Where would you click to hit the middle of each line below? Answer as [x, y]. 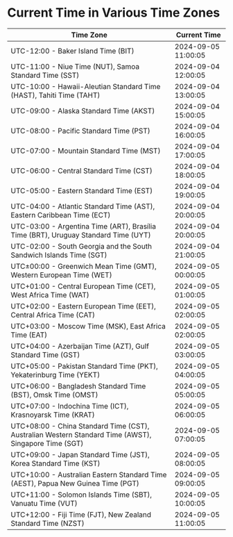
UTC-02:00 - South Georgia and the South [81, 246]
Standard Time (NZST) [48, 523]
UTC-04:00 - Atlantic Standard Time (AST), [83, 206]
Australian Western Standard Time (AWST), [81, 434]
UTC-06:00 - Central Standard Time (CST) [81, 170]
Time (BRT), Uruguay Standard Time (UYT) [81, 235]
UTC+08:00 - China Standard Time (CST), [80, 426]
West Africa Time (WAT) [50, 295]
